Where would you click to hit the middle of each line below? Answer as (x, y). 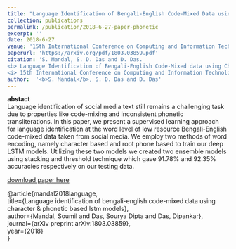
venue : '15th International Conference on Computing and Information (111, 46)
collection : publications (45, 20)
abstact (19, 99)
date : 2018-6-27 (31, 40)
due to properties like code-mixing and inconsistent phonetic (96, 114)
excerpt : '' (25, 33)
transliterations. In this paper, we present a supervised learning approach (113, 122)
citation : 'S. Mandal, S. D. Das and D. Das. (75, 60)
